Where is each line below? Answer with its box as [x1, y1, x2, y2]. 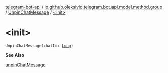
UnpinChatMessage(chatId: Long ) [5, 43, 73, 48]
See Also [5, 52, 24, 58]
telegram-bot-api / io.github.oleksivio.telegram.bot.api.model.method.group [5, 4, 163, 10]
